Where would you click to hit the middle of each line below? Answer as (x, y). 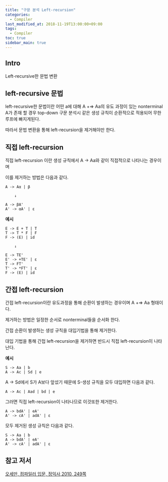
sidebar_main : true (26, 43)
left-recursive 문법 (34, 93)
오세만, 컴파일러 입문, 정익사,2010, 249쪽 (46, 474)
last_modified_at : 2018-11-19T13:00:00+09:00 (54, 24)
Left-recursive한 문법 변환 (32, 76)
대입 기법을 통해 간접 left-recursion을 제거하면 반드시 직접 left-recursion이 (79, 341)
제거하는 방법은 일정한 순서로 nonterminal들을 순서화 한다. (63, 319)
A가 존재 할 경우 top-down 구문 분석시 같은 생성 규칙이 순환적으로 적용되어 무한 (83, 113)
